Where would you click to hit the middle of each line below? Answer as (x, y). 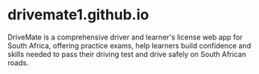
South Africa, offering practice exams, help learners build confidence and (129, 45)
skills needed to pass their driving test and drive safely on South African (127, 54)
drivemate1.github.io (78, 15)
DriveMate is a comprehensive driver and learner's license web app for (125, 37)
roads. (18, 63)
